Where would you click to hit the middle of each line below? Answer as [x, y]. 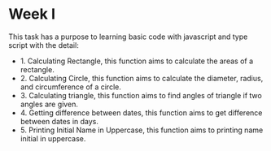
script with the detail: [44, 45]
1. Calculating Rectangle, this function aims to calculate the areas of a [137, 61]
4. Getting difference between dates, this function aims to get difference [141, 112]
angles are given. [49, 104]
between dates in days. [59, 121]
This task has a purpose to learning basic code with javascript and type [128, 37]
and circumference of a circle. [71, 87]
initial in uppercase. [53, 138]
